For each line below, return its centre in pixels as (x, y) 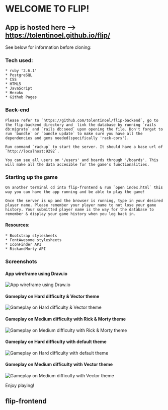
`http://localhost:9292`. (32, 151)
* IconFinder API (23, 245)
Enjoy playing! (20, 385)
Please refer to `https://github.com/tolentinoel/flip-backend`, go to (82, 120)
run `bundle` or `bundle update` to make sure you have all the (74, 133)
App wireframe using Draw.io (36, 274)
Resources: (17, 225)
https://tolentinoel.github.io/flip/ (58, 35)
